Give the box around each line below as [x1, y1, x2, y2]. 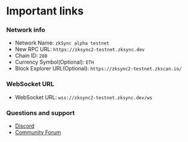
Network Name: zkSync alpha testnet [14, 39, 109, 46]
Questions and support [6, 108, 75, 117]
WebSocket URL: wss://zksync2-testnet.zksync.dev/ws [14, 93, 153, 100]
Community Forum [14, 129, 61, 136]
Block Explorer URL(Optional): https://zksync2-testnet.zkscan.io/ [14, 65, 182, 72]
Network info [6, 26, 46, 34]
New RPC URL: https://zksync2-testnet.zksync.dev [14, 46, 145, 53]
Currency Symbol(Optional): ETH [14, 58, 94, 66]
